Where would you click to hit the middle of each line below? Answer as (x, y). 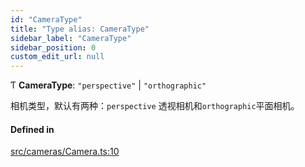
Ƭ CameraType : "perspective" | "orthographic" (108, 85)
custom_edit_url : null (57, 57)
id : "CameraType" (46, 19)
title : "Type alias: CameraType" (80, 29)
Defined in (32, 129)
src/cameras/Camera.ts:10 (65, 152)
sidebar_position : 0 (53, 47)
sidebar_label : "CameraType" (71, 38)
